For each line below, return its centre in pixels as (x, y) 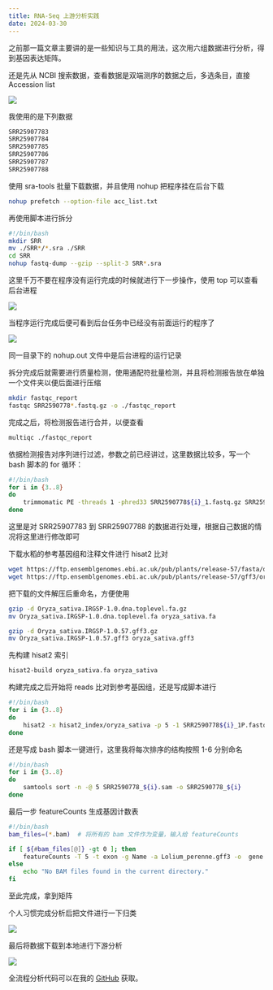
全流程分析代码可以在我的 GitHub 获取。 (76, 978)
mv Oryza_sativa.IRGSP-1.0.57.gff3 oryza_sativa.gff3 (102, 639)
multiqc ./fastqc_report (50, 437)
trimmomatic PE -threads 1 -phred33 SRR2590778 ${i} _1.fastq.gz (132, 502)
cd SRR (19, 256)
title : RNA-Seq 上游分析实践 (54, 16)
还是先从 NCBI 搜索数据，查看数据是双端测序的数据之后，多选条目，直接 (129, 75)
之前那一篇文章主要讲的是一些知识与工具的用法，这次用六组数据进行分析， (133, 48)
